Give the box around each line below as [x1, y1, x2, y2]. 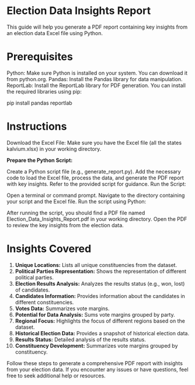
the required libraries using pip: [6, 88, 82, 95]
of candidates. [15, 286, 50, 293]
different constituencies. [15, 299, 74, 306]
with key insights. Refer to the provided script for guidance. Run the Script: [6, 180, 186, 188]
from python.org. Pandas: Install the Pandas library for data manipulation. [6, 75, 183, 82]
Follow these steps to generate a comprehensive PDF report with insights [6, 359, 183, 366]
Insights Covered [6, 242, 92, 255]
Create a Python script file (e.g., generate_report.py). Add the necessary [6, 168, 181, 175]
